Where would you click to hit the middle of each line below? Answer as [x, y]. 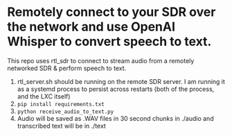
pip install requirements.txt [61, 104]
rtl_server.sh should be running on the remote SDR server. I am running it [121, 81]
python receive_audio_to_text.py [65, 112]
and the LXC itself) [44, 96]
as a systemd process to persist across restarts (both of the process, [116, 89]
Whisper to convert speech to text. [109, 42]
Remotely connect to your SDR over [111, 12]
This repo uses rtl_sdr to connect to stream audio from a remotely [101, 60]
